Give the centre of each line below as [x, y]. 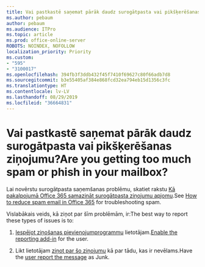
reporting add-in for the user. [52, 238]
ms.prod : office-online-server [46, 40]
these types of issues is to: [40, 220]
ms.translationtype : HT [37, 86]
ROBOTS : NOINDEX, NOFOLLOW [41, 46]
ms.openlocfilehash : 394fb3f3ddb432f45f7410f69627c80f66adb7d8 [88, 75]
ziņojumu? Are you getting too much [99, 159]
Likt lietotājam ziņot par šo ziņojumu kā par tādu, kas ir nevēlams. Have [104, 251]
